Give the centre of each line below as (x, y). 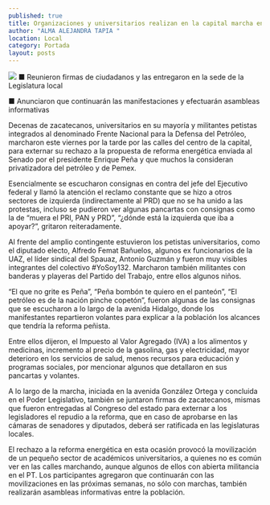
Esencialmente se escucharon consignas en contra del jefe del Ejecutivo (128, 183)
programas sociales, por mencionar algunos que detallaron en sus (118, 367)
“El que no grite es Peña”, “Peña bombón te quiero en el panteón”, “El (123, 292)
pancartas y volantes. (44, 376)
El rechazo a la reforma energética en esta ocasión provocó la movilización (133, 450)
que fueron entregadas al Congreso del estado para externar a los (118, 408)
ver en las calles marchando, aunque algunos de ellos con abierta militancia (134, 466)
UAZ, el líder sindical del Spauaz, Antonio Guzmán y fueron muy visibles (128, 259)
